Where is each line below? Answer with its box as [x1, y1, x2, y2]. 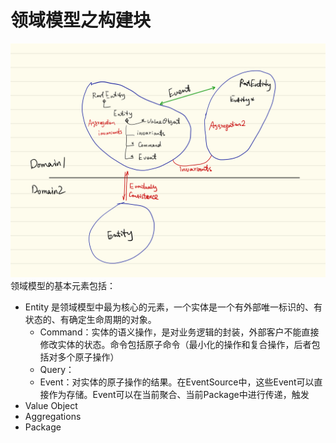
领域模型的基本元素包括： [10, 280, 116, 291]
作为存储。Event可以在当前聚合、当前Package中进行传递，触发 [48, 389, 310, 400]
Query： [39, 364, 75, 375]
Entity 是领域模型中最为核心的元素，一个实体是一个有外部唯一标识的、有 [24, 301, 323, 313]
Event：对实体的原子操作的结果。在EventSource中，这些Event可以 [39, 376, 315, 388]
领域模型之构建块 [10, 9, 152, 32]
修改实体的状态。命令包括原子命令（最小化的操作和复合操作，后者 [39, 339, 312, 350]
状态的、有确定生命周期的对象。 [24, 314, 157, 325]
